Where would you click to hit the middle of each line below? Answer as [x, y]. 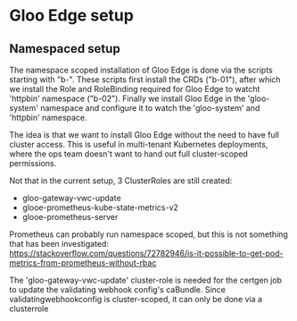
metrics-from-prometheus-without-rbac [83, 263]
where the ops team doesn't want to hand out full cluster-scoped [128, 154]
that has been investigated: [59, 244]
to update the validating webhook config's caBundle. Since [117, 290]
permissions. [33, 163]
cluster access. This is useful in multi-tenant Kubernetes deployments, [139, 144]
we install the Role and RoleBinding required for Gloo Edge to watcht [135, 89]
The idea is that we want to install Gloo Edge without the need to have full [144, 135]
